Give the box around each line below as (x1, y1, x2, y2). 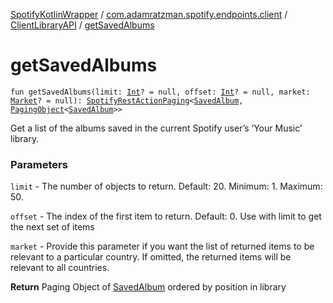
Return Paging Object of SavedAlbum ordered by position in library (10, 281, 287, 293)
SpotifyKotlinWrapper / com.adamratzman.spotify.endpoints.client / (10, 9, 288, 20)
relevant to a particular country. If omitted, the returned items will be (10, 251, 292, 263)
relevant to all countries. (10, 262, 110, 274)
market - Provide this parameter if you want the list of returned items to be (10, 240, 315, 253)
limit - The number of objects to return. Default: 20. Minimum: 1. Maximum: (10, 180, 323, 193)
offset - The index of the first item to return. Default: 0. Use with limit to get (10, 210, 322, 223)
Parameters (10, 157, 68, 171)
